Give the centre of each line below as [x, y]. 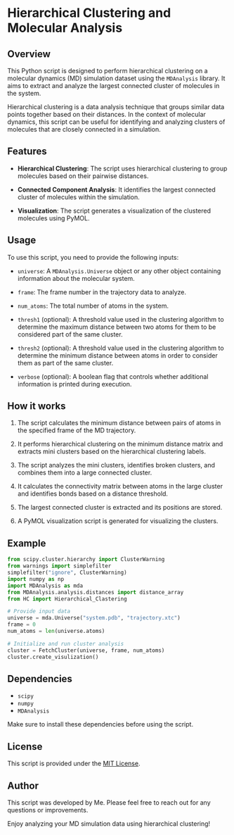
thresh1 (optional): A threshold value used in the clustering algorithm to [121, 319]
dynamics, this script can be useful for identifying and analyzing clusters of [116, 122]
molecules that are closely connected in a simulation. [84, 129]
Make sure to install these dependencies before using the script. [100, 724]
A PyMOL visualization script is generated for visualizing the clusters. [118, 521]
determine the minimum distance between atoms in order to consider [117, 355]
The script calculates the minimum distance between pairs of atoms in [119, 423]
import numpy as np [36, 579]
